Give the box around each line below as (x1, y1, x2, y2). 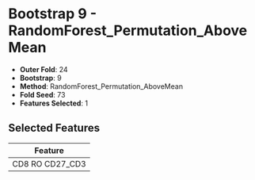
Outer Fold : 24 (19, 64, 69, 74)
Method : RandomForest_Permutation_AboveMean (19, 81, 184, 91)
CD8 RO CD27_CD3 (12, 158, 86, 169)
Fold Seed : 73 (19, 90, 66, 99)
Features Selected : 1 (19, 98, 89, 108)
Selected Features (8, 121, 101, 135)
